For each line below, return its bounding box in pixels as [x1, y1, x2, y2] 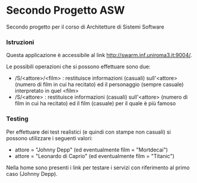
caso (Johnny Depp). [6, 170, 58, 177]
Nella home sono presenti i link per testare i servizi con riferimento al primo [6, 164, 190, 171]
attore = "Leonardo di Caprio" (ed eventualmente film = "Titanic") [14, 152, 175, 159]
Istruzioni [6, 38, 34, 46]
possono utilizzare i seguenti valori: [6, 134, 93, 141]
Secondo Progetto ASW [6, 4, 125, 17]
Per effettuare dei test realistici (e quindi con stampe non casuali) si [6, 128, 171, 135]
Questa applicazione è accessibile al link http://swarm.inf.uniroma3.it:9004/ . [6, 52, 192, 59]
